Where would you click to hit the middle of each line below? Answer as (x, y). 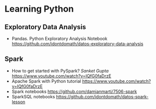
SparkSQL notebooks (33, 96)
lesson (18, 102)
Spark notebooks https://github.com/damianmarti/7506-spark (74, 91)
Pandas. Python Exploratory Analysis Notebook (59, 38)
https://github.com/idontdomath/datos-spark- (102, 96)
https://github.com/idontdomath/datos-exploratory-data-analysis (77, 44)
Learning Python (39, 9)
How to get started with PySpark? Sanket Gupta (60, 71)
